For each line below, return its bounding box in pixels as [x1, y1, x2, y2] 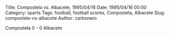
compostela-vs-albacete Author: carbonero [5, 15, 97, 21]
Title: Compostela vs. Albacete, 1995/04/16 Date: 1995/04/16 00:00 [5, 5, 147, 10]
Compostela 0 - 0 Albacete [5, 25, 62, 31]
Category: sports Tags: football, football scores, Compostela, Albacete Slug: [5, 10, 165, 16]
